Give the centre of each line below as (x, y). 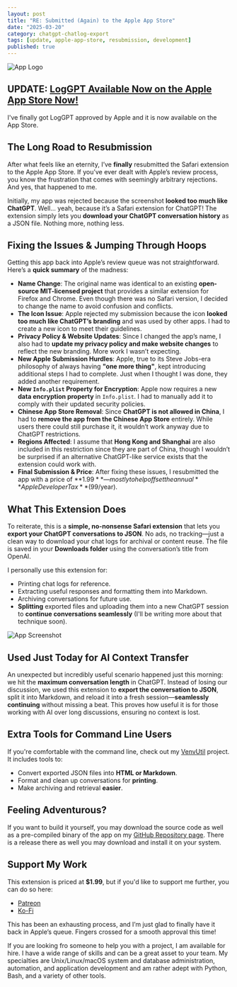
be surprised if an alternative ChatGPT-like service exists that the (112, 457)
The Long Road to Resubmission (80, 147)
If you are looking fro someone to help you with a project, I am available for (116, 945)
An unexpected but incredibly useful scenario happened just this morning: (115, 675)
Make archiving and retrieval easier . (70, 788)
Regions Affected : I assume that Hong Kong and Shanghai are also (116, 442)
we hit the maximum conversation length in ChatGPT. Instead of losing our (117, 682)
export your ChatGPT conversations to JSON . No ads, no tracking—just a (116, 534)
